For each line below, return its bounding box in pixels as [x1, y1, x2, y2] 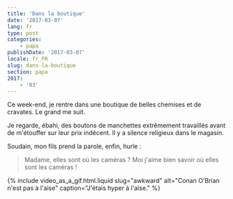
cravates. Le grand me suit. [7, 108, 86, 116]
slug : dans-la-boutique [7, 62, 77, 69]
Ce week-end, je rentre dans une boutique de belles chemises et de [7, 100, 202, 109]
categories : [7, 36, 42, 43]
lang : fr [7, 23, 33, 30]
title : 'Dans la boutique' [7, 10, 86, 17]
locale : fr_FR [7, 56, 49, 63]
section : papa [7, 68, 49, 75]
